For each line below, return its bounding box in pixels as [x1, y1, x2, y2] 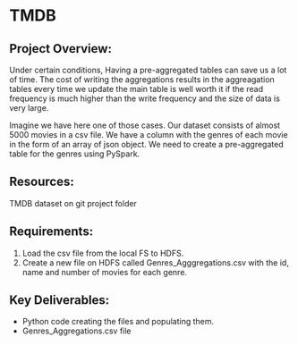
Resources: [9, 174, 74, 189]
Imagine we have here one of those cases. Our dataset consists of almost [9, 120, 280, 130]
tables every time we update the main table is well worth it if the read [9, 84, 264, 94]
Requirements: [9, 224, 94, 240]
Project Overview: [9, 41, 112, 56]
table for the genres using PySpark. [9, 148, 140, 159]
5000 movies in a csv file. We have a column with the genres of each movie [9, 130, 288, 139]
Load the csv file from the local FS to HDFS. [21, 248, 184, 258]
